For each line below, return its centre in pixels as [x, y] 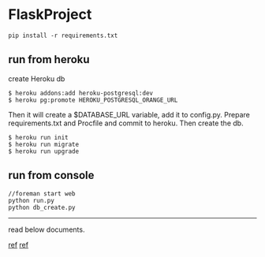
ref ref [19, 244]
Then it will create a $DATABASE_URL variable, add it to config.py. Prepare [129, 114]
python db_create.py [42, 207]
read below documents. [47, 229]
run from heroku [49, 60]
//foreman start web [42, 194]
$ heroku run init [38, 137]
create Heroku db [37, 78]
